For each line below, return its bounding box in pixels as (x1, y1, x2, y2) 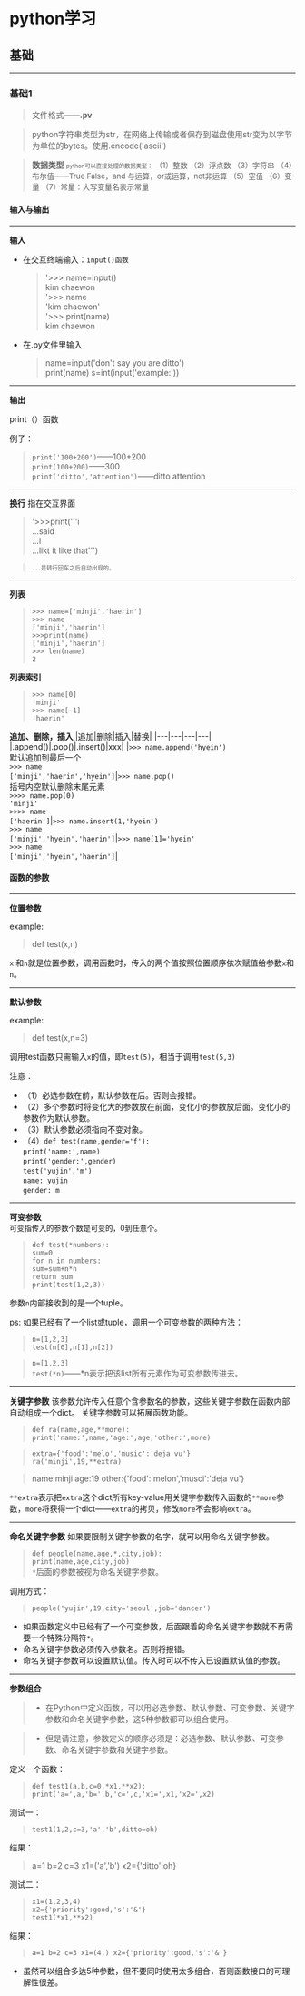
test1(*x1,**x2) (31, 1912, 93, 1922)
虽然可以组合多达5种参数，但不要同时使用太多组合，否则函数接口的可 (22, 1965, 283, 1976)
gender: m (22, 1185, 61, 1195)
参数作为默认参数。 (22, 1112, 95, 1124)
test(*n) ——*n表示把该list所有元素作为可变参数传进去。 (31, 1367, 243, 1378)
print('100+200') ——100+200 (31, 451, 147, 462)
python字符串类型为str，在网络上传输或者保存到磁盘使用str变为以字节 (31, 129, 293, 140)
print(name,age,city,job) (31, 1557, 130, 1566)
